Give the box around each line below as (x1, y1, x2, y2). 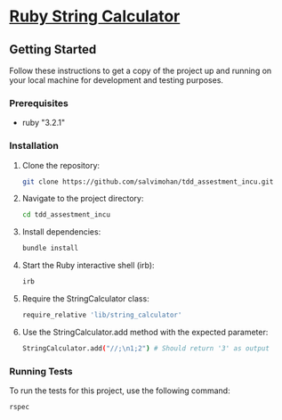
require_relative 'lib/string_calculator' (21, 310, 182, 320)
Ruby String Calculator (9, 6, 181, 27)
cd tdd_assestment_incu (21, 210, 111, 219)
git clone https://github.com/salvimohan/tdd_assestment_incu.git (21, 177, 274, 186)
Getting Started (9, 42, 97, 57)
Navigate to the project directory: (21, 194, 144, 204)
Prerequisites (9, 96, 68, 109)
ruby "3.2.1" (21, 118, 65, 128)
